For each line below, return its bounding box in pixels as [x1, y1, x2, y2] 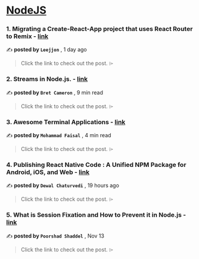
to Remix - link [6, 32, 49, 40]
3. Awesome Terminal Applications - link [6, 118, 126, 126]
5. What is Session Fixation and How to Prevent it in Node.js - [6, 211, 186, 219]
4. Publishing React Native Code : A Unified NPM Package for [6, 161, 186, 169]
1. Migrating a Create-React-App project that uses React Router [6, 25, 193, 33]
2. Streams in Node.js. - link [6, 75, 88, 83]
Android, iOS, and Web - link [6, 168, 90, 176]
